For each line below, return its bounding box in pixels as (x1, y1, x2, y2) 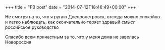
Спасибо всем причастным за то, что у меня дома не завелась (5, 34, 140, 40)
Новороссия (5, 39, 32, 45)
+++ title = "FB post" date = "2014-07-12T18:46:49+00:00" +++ (5, 4, 136, 10)
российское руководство (5, 24, 59, 30)
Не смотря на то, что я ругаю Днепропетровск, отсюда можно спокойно (5, 14, 160, 19)
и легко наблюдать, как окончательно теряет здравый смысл (5, 19, 136, 25)
